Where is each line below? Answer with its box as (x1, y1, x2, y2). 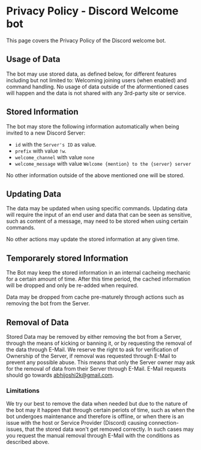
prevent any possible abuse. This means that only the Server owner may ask (6, 359, 195, 366)
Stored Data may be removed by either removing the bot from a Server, (6, 333, 182, 340)
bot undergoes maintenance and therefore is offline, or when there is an (6, 413, 184, 420)
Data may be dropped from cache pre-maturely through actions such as (6, 293, 184, 301)
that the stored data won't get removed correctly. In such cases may (25, 425, 194, 433)
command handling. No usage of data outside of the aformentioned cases (6, 83, 189, 90)
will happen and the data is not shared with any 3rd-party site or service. (6, 89, 187, 97)
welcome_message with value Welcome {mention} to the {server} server (14, 160, 191, 167)
